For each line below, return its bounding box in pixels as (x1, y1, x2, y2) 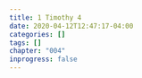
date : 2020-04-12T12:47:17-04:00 (9, 22, 134, 30)
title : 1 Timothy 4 (9, 13, 82, 22)
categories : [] (9, 30, 66, 39)
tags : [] (9, 38, 42, 48)
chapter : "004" (9, 47, 66, 56)
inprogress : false (9, 55, 78, 64)
